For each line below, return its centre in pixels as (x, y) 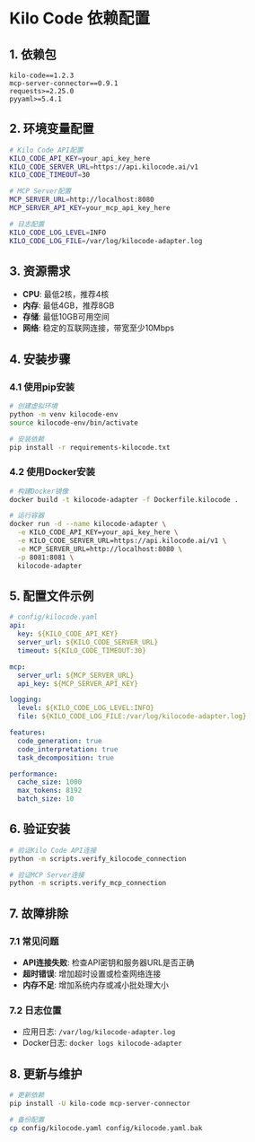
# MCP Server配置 (40, 191)
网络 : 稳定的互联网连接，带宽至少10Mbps (98, 328)
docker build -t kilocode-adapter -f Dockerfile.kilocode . (124, 499)
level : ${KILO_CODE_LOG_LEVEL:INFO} (86, 708)
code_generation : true (60, 741)
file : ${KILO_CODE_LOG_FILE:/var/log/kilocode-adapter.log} (132, 716)
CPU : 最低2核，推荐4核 (66, 294)
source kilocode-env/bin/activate (74, 423)
